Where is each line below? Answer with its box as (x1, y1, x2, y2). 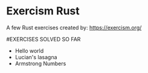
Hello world (14, 47, 44, 54)
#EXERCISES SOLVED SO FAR (6, 35, 81, 42)
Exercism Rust (6, 4, 80, 18)
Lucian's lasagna (14, 53, 57, 60)
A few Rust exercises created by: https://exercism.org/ (6, 24, 142, 31)
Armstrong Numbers (14, 60, 66, 67)
